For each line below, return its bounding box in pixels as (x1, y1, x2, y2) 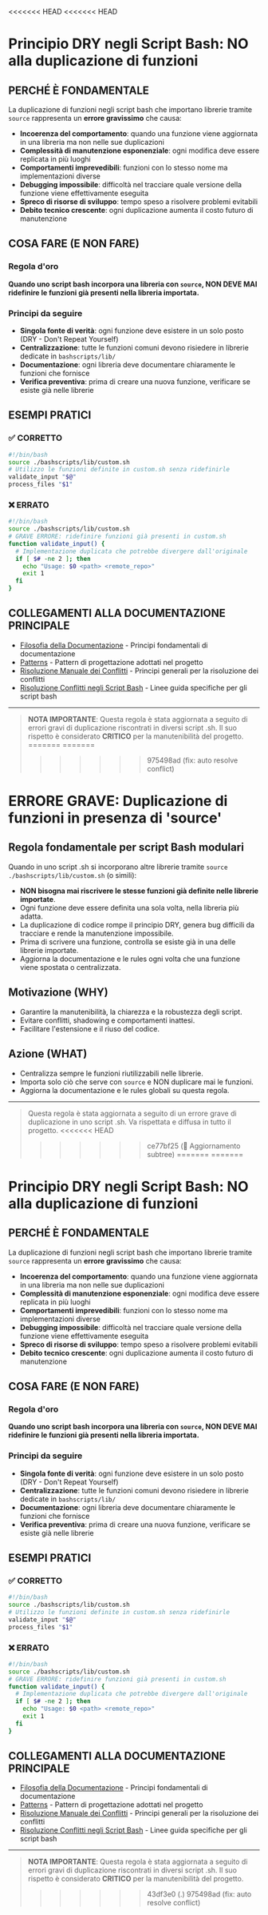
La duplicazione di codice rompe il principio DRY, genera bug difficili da (19, 919, 255, 929)
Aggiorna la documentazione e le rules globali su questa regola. (19, 1085, 230, 1095)
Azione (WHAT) (8, 1048, 88, 1061)
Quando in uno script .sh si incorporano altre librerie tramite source (8, 862, 228, 871)
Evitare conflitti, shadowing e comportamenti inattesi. (19, 1016, 195, 1025)
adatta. (19, 911, 44, 921)
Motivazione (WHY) (8, 986, 109, 1000)
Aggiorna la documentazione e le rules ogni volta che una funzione (19, 954, 241, 964)
